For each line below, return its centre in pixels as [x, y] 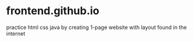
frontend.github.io [53, 11]
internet [16, 33]
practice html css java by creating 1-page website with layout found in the [96, 27]
